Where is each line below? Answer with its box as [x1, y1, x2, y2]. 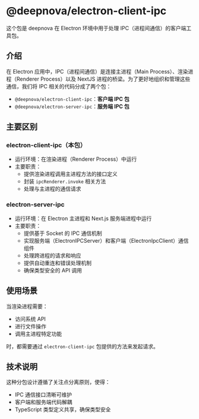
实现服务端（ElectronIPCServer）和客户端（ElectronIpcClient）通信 [23, 237, 189, 244]
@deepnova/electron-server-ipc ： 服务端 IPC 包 [14, 103, 129, 110]
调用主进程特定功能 [14, 330, 62, 337]
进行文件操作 [14, 322, 46, 330]
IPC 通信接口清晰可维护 [14, 391, 72, 398]
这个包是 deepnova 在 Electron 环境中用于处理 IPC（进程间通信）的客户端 [6, 24, 187, 31]
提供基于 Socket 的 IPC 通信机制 [23, 230, 102, 237]
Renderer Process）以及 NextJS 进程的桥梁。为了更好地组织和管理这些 [16, 75, 191, 82]
